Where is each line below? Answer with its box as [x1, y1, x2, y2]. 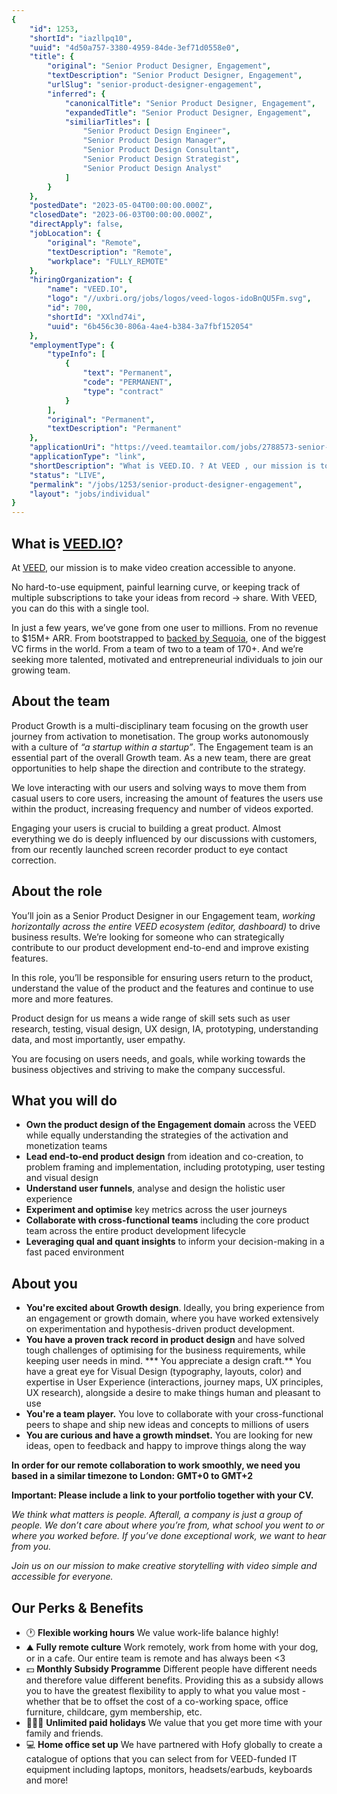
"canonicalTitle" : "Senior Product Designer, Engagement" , [64, 98, 316, 108]
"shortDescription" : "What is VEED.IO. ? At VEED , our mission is [29, 461, 316, 471]
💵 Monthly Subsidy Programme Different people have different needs [25, 1663, 318, 1675]
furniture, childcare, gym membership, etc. [25, 1706, 203, 1718]
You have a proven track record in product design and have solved [25, 1334, 306, 1346]
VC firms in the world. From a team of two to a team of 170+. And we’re [11, 642, 304, 655]
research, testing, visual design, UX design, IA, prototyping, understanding [11, 1022, 319, 1035]
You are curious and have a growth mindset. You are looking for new [25, 1429, 313, 1441]
